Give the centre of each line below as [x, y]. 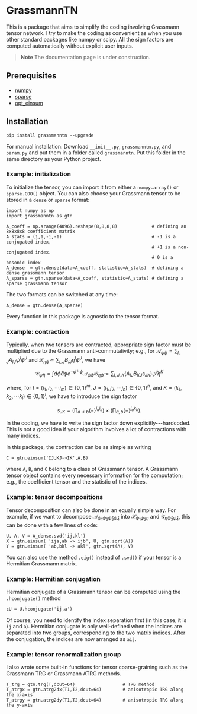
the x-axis [20, 695]
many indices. [23, 436]
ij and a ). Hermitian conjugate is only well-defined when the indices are [94, 626]
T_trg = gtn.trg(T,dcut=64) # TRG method [80, 685]
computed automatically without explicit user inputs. [70, 46]
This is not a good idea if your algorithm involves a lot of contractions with [96, 429]
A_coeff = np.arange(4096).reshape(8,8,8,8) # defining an [96, 226]
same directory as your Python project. [54, 159]
